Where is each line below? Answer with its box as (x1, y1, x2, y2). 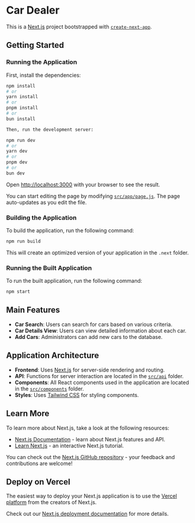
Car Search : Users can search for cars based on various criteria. (14, 321, 173, 328)
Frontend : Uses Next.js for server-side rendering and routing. (14, 366, 165, 373)
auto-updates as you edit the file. (6, 199, 87, 206)
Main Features (6, 305, 60, 315)
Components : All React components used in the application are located (14, 379, 189, 386)
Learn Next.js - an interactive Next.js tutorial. (14, 442, 124, 449)
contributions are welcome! (6, 460, 73, 467)
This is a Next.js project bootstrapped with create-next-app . (6, 23, 152, 30)
